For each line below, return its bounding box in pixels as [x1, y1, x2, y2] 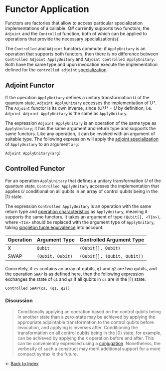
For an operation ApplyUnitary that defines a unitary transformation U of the [5, 178, 161, 184]
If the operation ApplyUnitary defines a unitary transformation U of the [5, 94, 150, 100]
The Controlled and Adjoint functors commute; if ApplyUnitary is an [5, 45, 146, 51]
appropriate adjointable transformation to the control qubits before [17, 319, 154, 325]
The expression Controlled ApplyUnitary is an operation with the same [5, 203, 151, 209]
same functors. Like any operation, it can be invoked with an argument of [5, 131, 156, 137]
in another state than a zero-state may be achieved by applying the [17, 314, 156, 320]
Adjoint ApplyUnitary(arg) [5, 151, 61, 156]
